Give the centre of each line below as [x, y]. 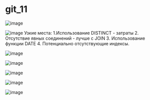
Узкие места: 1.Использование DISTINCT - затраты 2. [82, 33]
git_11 [16, 9]
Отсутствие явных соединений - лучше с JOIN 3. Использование [75, 38]
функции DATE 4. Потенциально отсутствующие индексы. [67, 43]
